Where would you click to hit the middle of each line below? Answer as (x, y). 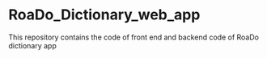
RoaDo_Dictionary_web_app (104, 15)
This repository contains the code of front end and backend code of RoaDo (133, 37)
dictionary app (32, 45)
